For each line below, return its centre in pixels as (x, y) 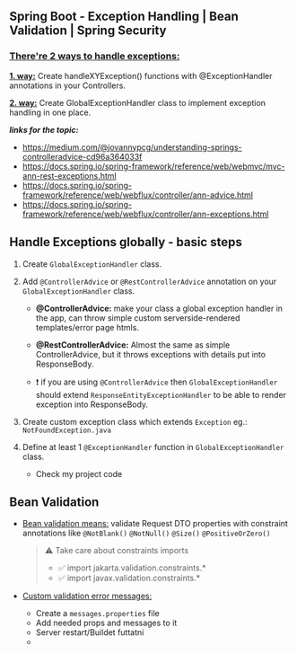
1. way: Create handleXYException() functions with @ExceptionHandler (141, 75)
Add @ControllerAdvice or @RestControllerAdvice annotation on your (149, 281)
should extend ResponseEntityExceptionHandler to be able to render (161, 394)
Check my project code (79, 473)
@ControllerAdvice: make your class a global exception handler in (159, 308)
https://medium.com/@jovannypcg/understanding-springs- (132, 147)
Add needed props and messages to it (106, 623)
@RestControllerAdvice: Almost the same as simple (133, 345)
